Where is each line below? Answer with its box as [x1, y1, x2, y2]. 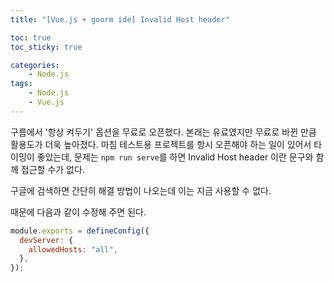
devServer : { [19, 235, 74, 245]
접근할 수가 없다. [20, 163, 85, 175]
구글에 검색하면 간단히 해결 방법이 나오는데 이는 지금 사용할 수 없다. [10, 184, 272, 196]
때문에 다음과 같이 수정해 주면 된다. [10, 206, 147, 218]
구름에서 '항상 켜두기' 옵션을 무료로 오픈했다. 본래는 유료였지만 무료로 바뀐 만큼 [10, 126, 317, 138]
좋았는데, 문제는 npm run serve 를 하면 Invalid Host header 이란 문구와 [36, 151, 314, 163]
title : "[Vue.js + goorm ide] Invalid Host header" [10, 14, 230, 25]
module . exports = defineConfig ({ [10, 226, 150, 236]
